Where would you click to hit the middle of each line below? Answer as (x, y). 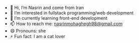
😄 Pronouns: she (28, 31)
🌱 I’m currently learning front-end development (59, 18)
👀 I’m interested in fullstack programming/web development (72, 13)
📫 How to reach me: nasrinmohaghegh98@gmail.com (66, 24)
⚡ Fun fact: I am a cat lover (38, 36)
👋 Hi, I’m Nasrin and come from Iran (47, 8)
